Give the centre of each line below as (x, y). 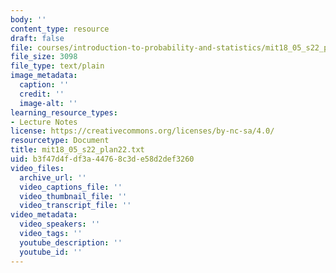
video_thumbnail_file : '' (73, 196)
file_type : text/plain (57, 66)
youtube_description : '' (71, 242)
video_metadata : (44, 215)
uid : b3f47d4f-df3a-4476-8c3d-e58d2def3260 (102, 159)
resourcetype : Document (60, 141)
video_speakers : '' (60, 224)
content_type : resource (60, 29)
